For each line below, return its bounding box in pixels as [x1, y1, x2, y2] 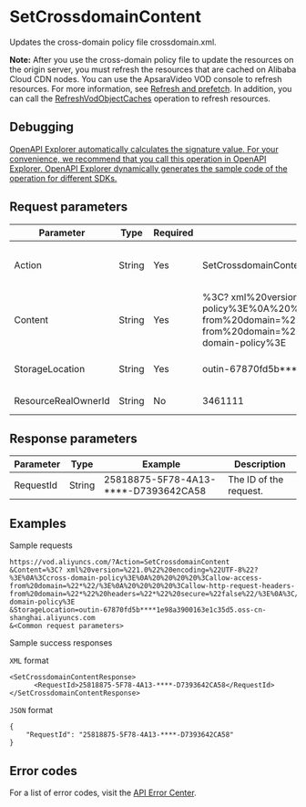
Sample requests [9, 540, 73, 551]
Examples [9, 515, 66, 531]
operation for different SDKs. [9, 172, 117, 183]
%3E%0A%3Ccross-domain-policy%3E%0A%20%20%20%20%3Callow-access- [9, 574, 262, 583]
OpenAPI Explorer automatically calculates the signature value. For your [9, 143, 280, 154]
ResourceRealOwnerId [14, 394, 110, 407]
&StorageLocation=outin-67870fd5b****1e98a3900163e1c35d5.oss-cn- [9, 605, 267, 615]
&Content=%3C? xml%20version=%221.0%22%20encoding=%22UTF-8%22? [9, 565, 259, 575]
